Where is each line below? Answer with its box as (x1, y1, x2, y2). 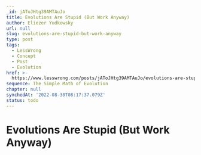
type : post (6, 36, 33, 42)
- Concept (11, 53, 36, 59)
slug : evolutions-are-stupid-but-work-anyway (6, 31, 121, 37)
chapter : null (6, 86, 42, 92)
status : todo (6, 97, 39, 103)
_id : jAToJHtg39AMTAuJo (6, 8, 66, 15)
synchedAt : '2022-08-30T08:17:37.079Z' (6, 92, 106, 98)
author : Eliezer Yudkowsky (6, 20, 74, 26)
